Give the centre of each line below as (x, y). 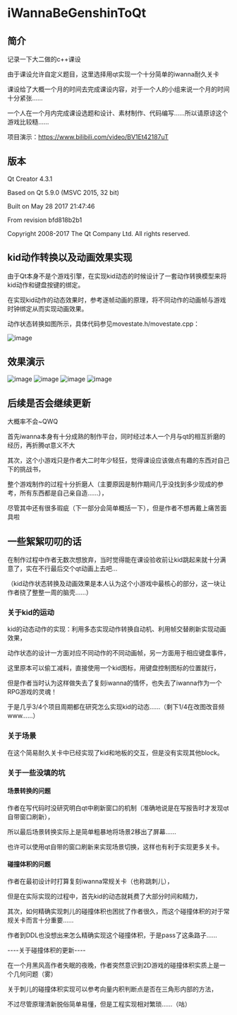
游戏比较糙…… (28, 122)
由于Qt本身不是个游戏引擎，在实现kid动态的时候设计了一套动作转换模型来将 (117, 276)
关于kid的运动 (31, 612)
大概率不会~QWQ (33, 421)
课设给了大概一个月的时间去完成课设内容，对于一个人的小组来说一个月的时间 (119, 89)
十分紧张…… (25, 98)
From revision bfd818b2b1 (45, 220)
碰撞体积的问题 (29, 864)
